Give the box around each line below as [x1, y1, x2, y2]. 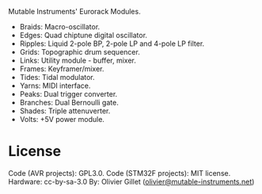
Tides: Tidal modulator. [19, 73, 95, 82]
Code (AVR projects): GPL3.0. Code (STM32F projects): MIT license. [8, 168, 231, 177]
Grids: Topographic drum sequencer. [19, 48, 140, 56]
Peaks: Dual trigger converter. [19, 89, 118, 98]
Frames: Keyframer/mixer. [19, 64, 104, 74]
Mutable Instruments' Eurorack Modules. [8, 7, 141, 16]
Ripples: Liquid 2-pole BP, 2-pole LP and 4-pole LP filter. [19, 39, 205, 48]
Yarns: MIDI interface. [19, 81, 91, 90]
